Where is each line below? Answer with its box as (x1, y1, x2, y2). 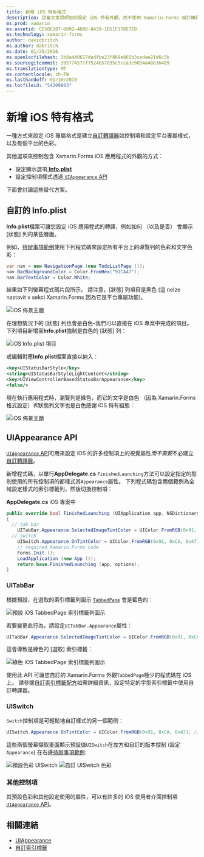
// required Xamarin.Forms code (17, 544, 99, 550)
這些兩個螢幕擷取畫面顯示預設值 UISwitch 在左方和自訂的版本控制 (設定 (6, 741, 181, 748)
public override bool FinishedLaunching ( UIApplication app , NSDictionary (6, 510, 200, 516)
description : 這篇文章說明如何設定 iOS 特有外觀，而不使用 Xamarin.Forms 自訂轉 (6, 15, 195, 21)
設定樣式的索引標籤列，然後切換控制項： (11, 485, 113, 492)
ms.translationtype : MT (6, 65, 67, 72)
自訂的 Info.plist (6, 205, 67, 216)
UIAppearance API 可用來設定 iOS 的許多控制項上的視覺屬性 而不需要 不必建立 (6, 449, 194, 456)
